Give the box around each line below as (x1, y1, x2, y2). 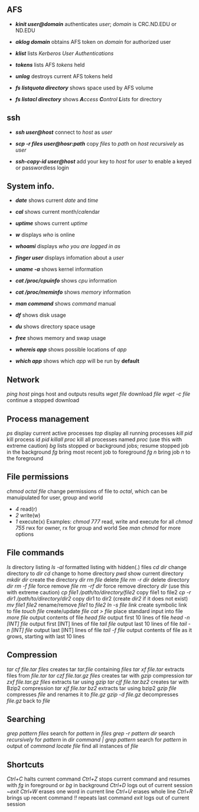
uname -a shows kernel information (15, 266, 103, 273)
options (15, 530, 34, 538)
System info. (6, 181, 55, 191)
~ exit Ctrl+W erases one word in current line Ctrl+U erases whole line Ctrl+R (6, 788, 193, 795)
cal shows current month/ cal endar (15, 208, 100, 216)
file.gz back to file (6, 697, 51, 704)
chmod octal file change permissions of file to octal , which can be (6, 487, 168, 495)
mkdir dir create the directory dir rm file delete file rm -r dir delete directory (6, 576, 190, 583)
